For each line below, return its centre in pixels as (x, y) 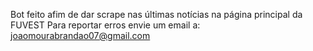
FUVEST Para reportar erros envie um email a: (105, 25)
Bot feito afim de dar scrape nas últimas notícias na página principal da (156, 14)
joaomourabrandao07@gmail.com (80, 35)
